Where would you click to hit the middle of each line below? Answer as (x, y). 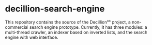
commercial (17, 27)
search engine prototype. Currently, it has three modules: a (88, 27)
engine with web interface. (32, 37)
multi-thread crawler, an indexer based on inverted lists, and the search (76, 32)
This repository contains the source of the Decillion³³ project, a (68, 22)
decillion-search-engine (55, 9)
